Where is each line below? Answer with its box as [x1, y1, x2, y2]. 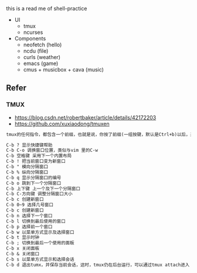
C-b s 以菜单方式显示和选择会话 [6, 256, 74, 262]
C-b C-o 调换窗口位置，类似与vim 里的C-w [6, 148, 98, 153]
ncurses [23, 29, 43, 36]
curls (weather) [23, 54, 60, 60]
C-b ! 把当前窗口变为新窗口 [6, 158, 66, 165]
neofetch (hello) [23, 41, 62, 48]
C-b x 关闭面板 [6, 245, 40, 251]
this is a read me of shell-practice [6, 5, 87, 12]
